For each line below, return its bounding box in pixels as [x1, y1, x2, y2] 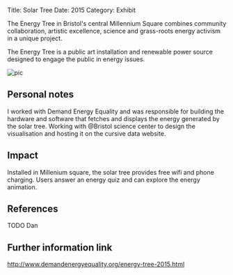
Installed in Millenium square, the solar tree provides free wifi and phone [7, 168, 214, 176]
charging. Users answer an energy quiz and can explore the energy [7, 175, 200, 184]
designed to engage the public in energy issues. [7, 55, 145, 63]
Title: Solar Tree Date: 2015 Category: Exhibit [7, 6, 136, 14]
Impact [7, 150, 38, 162]
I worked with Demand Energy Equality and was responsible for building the [7, 107, 225, 116]
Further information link [7, 242, 113, 253]
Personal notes [7, 88, 74, 100]
